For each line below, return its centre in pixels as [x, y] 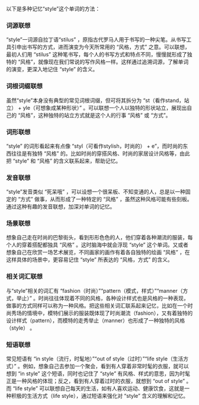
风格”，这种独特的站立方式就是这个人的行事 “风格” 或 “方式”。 [96, 115]
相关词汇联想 [25, 277]
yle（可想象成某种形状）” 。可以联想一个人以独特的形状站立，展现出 [105, 107]
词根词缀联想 [25, 86]
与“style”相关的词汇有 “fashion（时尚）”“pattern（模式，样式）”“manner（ [94, 290]
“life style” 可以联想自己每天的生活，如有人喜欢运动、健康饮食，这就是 [99, 388]
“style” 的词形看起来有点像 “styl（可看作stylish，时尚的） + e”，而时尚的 [94, 146]
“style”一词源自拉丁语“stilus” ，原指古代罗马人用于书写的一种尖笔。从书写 [96, 40]
